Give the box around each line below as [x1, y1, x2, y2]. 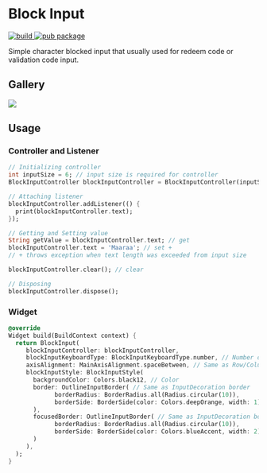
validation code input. [8, 55, 79, 64]
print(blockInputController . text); [15, 207, 133, 215]
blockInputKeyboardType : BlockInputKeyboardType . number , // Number [25, 354, 254, 362]
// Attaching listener [8, 192, 83, 201]
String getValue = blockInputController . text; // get [8, 236, 191, 245]
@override [8, 324, 41, 332]
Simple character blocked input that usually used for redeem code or [8, 46, 234, 56]
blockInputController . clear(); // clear [8, 266, 145, 274]
